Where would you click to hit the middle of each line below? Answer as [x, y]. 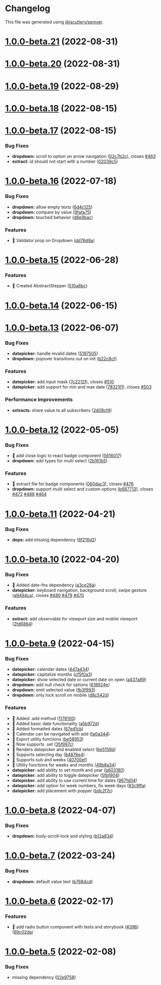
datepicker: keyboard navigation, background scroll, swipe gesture [79, 590]
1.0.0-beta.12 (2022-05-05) [62, 430]
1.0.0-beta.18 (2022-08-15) [61, 108]
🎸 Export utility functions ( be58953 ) [48, 739]
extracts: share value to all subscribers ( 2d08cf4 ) [62, 410]
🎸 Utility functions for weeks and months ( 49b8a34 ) [64, 765]
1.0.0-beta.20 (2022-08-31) [63, 64]
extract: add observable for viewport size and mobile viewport [75, 618]
